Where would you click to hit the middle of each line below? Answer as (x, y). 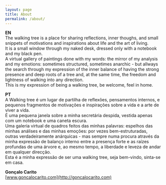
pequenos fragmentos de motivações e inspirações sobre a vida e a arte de (82, 105)
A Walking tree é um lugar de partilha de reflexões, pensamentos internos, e (83, 100)
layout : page (19, 10)
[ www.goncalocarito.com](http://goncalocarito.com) (59, 177)
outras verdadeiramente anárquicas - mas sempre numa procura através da (82, 136)
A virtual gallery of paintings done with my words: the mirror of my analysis (82, 59)
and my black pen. (24, 54)
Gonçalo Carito (21, 172)
